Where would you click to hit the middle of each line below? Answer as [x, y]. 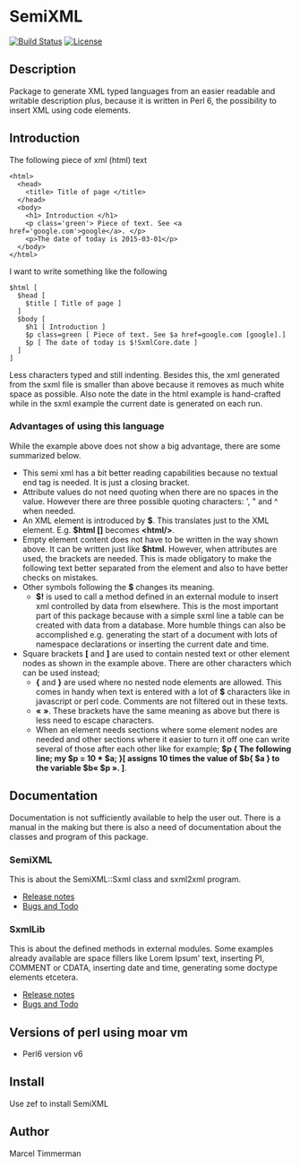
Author [29, 1132]
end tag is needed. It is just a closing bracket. [106, 482]
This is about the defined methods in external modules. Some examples [141, 949]
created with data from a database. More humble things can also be [161, 625]
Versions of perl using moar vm [99, 1032]
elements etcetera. [44, 977]
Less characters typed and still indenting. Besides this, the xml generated [145, 374]
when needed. [49, 510]
